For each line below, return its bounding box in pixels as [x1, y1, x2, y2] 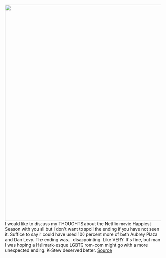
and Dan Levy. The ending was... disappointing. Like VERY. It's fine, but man [5, 237, 161, 242]
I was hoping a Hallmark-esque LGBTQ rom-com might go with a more [5, 242, 148, 248]
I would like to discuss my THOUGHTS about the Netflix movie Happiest [5, 221, 151, 227]
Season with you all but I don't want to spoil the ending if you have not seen [5, 226, 160, 232]
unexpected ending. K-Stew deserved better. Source [5, 247, 112, 253]
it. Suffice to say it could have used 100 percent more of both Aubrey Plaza [5, 231, 158, 237]
